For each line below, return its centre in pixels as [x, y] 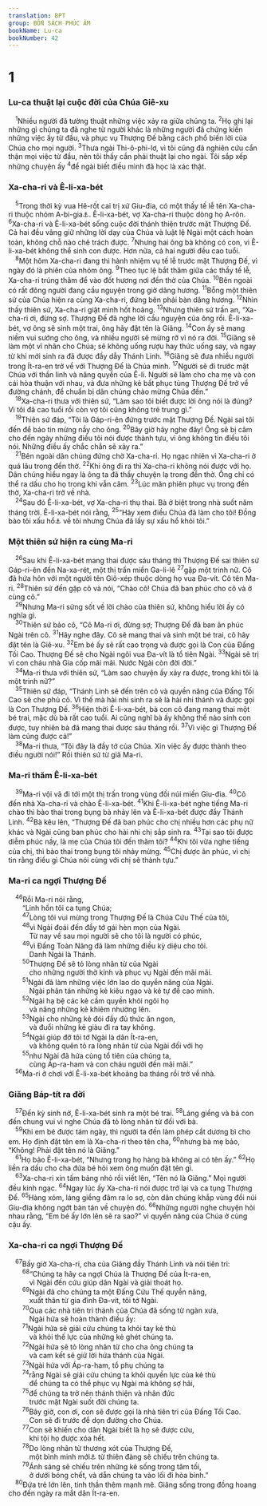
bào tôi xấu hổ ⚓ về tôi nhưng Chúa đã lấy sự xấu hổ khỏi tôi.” [109, 521]
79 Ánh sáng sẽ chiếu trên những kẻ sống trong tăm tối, [112, 1466]
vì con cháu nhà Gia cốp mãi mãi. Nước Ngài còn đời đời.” [102, 663]
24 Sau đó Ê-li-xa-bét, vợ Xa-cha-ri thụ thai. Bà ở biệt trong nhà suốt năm [134, 502]
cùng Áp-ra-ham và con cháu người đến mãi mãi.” [111, 1064]
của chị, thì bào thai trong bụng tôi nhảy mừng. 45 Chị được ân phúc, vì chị [129, 850]
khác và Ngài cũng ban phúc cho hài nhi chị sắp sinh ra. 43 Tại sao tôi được [131, 831]
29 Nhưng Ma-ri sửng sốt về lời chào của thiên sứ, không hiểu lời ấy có [130, 606]
